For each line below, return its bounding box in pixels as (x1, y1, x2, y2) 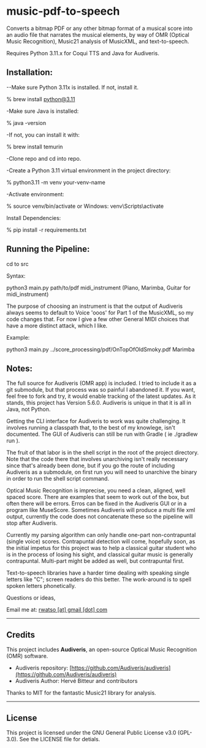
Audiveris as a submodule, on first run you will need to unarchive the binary (6, 468, 197, 476)
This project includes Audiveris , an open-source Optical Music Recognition (6, 646, 197, 654)
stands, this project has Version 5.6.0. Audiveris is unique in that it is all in (6, 399, 192, 406)
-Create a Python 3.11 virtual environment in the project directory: (6, 167, 171, 174)
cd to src (6, 260, 29, 267)
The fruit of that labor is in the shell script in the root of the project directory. (6, 449, 199, 456)
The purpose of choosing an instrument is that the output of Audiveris (6, 302, 183, 310)
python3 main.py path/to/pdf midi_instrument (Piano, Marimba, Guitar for (6, 284, 191, 291)
